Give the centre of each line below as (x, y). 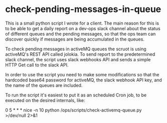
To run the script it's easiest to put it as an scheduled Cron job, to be (76, 95)
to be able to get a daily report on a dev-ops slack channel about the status (83, 28)
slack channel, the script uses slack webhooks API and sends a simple (78, 59)
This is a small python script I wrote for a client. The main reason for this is (82, 23)
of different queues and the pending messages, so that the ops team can (80, 34)
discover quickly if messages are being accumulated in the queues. (75, 39)
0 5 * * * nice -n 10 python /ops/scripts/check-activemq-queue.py (73, 110)
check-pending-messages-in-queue (83, 9)
